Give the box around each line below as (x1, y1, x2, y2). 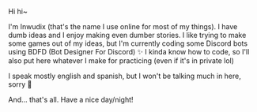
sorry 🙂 (8, 80, 32, 89)
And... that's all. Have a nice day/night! (8, 95, 134, 104)
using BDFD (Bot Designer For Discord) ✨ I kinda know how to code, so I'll (8, 47, 250, 56)
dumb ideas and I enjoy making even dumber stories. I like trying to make (8, 31, 247, 39)
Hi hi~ (8, 7, 28, 16)
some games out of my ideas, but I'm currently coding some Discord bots (8, 39, 248, 48)
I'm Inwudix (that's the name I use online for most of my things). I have (8, 22, 238, 31)
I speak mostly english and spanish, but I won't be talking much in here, (8, 71, 241, 80)
